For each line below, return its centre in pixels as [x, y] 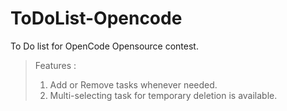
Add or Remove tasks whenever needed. [133, 84]
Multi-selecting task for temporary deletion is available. [163, 95]
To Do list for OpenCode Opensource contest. [104, 46]
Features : [55, 65]
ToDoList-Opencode [96, 18]
